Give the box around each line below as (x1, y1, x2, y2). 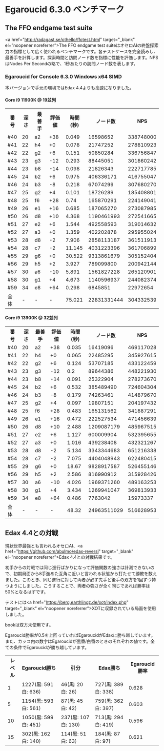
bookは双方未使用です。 (5, 622, 54, 628)
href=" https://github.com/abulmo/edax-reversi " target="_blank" (5, 548, 134, 554)
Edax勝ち (98, 664, 121, 671)
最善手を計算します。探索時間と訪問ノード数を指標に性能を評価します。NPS (5, 55, 159, 61)
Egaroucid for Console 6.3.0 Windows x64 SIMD (5, 73, 122, 80)
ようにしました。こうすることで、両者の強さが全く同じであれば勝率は (9, 583, 150, 589)
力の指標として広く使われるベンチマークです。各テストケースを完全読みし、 (5, 49, 158, 54)
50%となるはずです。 (5, 589, 49, 595)
